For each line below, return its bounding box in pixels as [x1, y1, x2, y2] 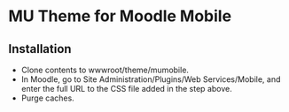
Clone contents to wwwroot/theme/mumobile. [20, 64, 190, 75]
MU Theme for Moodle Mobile [8, 6, 232, 26]
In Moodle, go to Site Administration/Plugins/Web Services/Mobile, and [20, 74, 281, 85]
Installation [8, 41, 72, 56]
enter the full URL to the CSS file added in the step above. [20, 84, 232, 93]
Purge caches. [20, 93, 74, 103]
